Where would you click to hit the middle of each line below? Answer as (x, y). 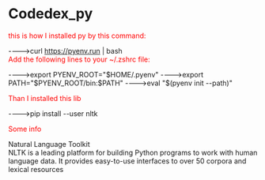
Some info (25, 129)
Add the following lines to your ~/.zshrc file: (79, 59)
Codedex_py (51, 14)
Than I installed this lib (45, 98)
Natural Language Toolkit (49, 144)
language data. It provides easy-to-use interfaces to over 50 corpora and (127, 161)
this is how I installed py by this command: (77, 36)
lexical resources (36, 169)
